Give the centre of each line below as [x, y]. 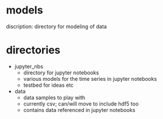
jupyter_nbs [29, 66]
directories [33, 50]
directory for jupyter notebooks [61, 72]
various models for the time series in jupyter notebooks [90, 79]
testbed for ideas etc [48, 85]
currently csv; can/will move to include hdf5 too [81, 104]
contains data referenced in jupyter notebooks [79, 110]
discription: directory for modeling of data [57, 26]
